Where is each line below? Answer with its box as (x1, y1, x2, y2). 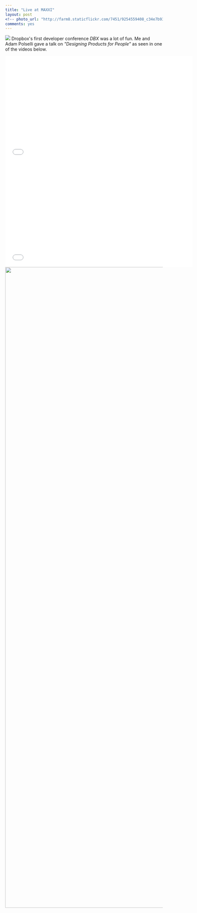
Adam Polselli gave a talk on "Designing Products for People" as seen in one (5, 41, 162, 47)
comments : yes (5, 21, 35, 27)
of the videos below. (5, 46, 47, 53)
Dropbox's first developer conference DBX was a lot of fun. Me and (11, 36, 150, 42)
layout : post (5, 12, 32, 17)
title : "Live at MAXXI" (5, 7, 55, 13)
